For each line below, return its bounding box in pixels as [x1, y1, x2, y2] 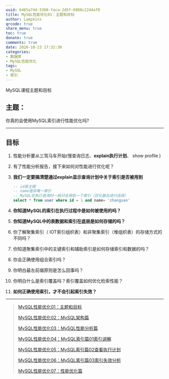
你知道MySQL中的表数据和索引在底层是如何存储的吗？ [13, 218, 126, 224]
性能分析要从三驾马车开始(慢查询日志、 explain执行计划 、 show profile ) [13, 153, 161, 159]
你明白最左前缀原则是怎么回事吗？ [13, 267, 84, 273]
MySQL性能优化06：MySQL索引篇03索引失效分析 [18, 357, 121, 363]
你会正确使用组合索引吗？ [13, 257, 66, 263]
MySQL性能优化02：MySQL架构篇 [18, 315, 89, 320]
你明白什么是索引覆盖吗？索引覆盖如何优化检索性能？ [13, 278, 123, 284]
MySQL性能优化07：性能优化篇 [18, 368, 83, 374]
